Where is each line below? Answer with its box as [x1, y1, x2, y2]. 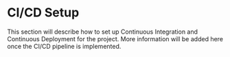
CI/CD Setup [7, 5, 80, 21]
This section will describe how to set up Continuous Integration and [7, 27, 198, 36]
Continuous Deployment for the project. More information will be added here [7, 34, 224, 43]
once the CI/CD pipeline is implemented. [7, 42, 122, 50]
